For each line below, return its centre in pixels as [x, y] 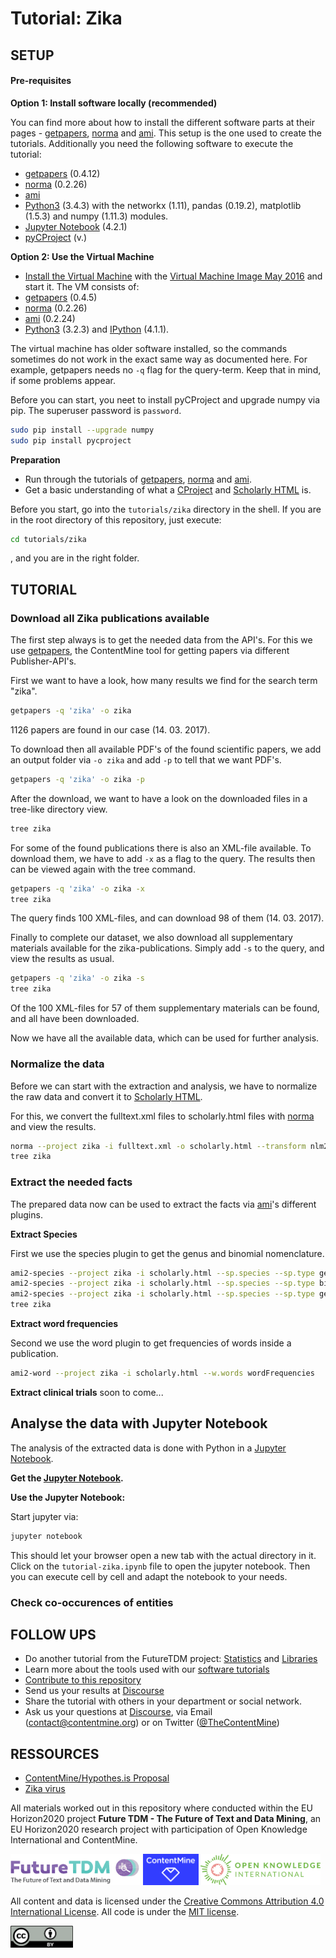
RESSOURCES [55, 1753]
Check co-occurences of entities [92, 1602]
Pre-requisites [41, 81]
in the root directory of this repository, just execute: [116, 519]
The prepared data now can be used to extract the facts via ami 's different [163, 1204]
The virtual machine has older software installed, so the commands [149, 348]
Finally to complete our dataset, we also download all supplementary [151, 938]
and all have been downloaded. [75, 1019]
